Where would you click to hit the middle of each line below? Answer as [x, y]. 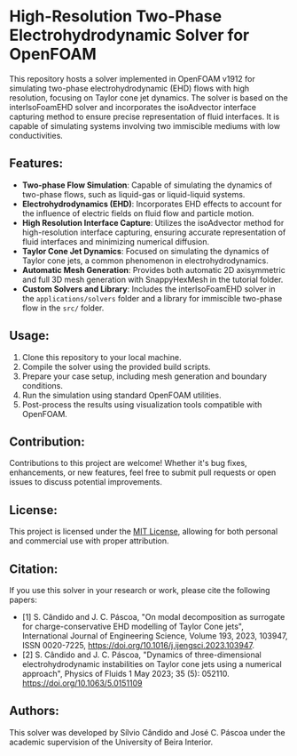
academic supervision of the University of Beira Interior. [111, 742]
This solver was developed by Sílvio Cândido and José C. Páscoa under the [147, 732]
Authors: [34, 711]
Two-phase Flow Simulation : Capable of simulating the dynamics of [147, 185]
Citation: [34, 569]
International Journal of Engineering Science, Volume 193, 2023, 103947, [155, 636]
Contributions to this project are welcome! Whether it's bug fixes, [128, 463]
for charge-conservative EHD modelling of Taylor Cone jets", [133, 626]
